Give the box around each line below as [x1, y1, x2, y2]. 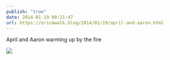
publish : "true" [6, 8, 47, 15]
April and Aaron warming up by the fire [6, 36, 102, 43]
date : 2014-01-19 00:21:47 [6, 14, 73, 20]
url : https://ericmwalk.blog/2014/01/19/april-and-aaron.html [6, 20, 164, 26]
